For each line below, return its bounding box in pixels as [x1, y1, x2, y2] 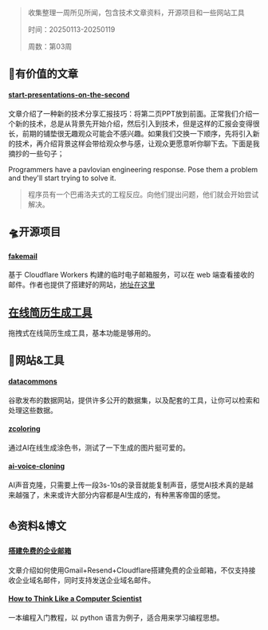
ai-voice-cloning [8, 462, 65, 471]
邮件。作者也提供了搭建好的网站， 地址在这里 [8, 280, 156, 289]
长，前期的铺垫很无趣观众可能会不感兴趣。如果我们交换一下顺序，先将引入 [8, 128, 253, 138]
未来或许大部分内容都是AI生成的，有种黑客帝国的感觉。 [42, 490, 225, 499]
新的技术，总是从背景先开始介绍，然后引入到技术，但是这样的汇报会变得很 [14, 119, 260, 128]
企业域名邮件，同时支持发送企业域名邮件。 [14, 575, 156, 585]
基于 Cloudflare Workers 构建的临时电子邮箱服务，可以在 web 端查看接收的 [8, 270, 255, 280]
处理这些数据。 [8, 405, 57, 415]
